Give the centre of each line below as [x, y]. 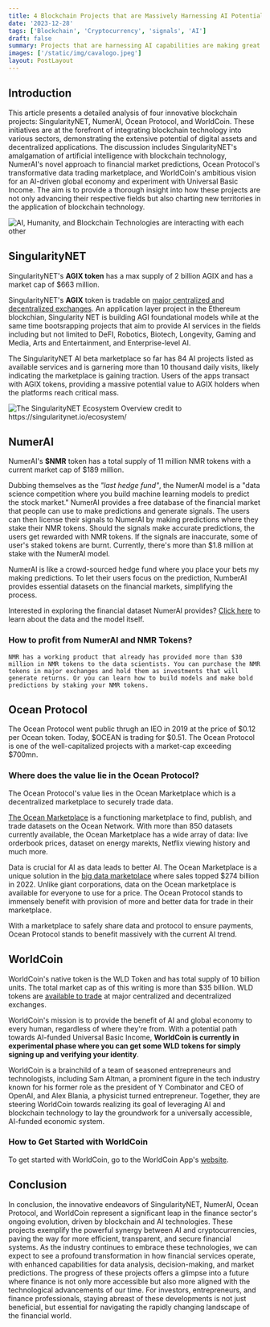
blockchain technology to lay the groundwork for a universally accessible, [131, 1113]
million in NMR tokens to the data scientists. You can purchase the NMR [135, 664]
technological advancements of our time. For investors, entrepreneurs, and [132, 1290]
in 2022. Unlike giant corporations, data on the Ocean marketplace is [123, 884]
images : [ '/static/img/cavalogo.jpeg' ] [75, 53]
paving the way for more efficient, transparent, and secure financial [120, 1238]
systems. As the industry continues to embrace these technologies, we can [133, 1247]
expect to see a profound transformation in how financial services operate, [132, 1255]
